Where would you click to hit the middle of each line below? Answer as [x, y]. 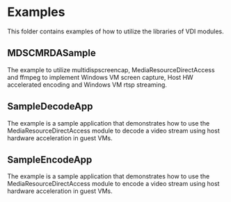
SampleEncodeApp [50, 159]
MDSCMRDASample [51, 53]
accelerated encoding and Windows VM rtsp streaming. [87, 85]
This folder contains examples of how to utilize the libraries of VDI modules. [115, 31]
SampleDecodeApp [50, 107]
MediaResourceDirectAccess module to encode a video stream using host [113, 184]
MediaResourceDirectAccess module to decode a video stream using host [114, 131]
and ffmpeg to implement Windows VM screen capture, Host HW [100, 77]
